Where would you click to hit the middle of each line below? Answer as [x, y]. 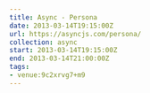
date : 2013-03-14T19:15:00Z [62, 26]
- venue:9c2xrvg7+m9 [48, 75]
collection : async [43, 42]
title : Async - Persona [54, 17]
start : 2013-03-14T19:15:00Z [63, 50]
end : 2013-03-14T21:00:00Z [59, 58]
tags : [19, 67]
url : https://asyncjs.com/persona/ [75, 34]
